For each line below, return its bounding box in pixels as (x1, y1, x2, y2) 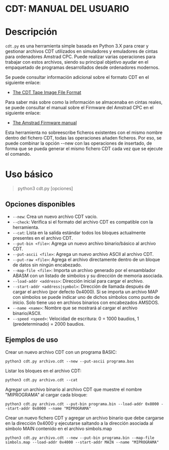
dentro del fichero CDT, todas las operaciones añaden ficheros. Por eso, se (5, 135, 162, 141)
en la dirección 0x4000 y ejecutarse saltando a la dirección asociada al (5, 420, 153, 426)
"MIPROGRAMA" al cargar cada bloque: (5, 391, 88, 397)
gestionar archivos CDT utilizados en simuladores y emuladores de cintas (5, 49, 158, 55)
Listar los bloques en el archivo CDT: (5, 368, 82, 374)
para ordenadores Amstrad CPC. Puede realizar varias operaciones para (5, 54, 156, 60)
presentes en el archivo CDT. (12, 235, 73, 241)
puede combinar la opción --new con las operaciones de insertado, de (5, 140, 152, 147)
